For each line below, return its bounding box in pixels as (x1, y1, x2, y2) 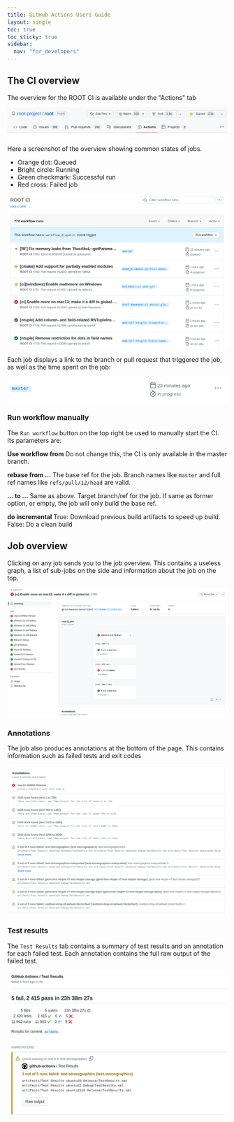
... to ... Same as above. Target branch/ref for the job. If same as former (7, 491, 214, 500)
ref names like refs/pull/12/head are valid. (7, 478, 131, 486)
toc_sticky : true (7, 34, 58, 41)
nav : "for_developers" (13, 48, 80, 55)
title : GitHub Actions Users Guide (7, 11, 111, 18)
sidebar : (7, 41, 33, 48)
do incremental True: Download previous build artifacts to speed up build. (7, 512, 221, 520)
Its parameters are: (7, 436, 62, 444)
